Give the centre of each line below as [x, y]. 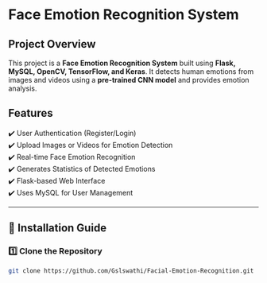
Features [31, 113]
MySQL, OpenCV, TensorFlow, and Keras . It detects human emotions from [131, 72]
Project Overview [52, 44]
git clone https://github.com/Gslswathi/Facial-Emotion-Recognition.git [131, 271]
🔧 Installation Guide [58, 228]
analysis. [23, 88]
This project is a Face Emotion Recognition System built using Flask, [122, 63]
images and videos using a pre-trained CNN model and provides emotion [129, 80]
